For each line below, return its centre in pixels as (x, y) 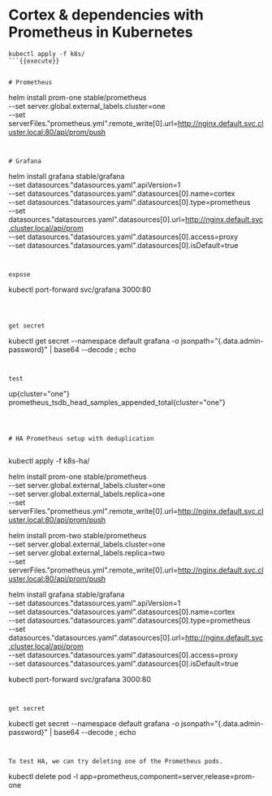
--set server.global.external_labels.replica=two (86, 552)
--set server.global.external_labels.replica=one (87, 494)
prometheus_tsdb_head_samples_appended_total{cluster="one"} (117, 402)
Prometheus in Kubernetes (101, 32)
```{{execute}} (34, 61)
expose (19, 274)
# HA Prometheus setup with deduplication (81, 438)
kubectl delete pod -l (43, 776)
